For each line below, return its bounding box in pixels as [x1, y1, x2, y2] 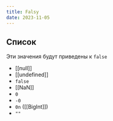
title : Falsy [6, 8, 39, 15]
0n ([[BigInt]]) [15, 103, 48, 111]
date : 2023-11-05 [6, 15, 50, 21]
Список [6, 37, 36, 47]
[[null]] [15, 65, 32, 72]
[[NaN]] [15, 84, 34, 91]
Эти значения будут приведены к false [6, 53, 108, 60]
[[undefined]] [15, 71, 49, 79]
